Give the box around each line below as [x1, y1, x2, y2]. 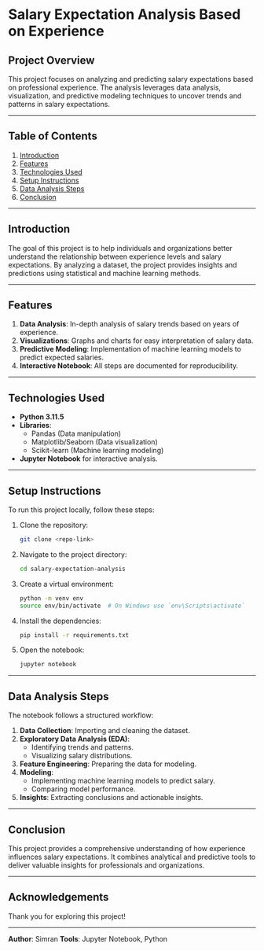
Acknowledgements [8, 890, 109, 904]
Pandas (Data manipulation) [31, 429, 122, 438]
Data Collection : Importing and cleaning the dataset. [19, 726, 190, 735]
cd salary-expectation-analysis [19, 565, 126, 573]
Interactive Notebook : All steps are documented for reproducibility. [19, 361, 239, 370]
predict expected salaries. [19, 352, 104, 363]
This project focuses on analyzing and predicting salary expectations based [8, 75, 254, 83]
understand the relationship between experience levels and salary [8, 252, 222, 261]
